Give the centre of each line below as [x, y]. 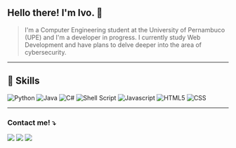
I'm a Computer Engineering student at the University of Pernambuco [125, 29]
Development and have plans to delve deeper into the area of [113, 45]
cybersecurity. [45, 52]
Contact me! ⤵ [32, 122]
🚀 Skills [24, 81]
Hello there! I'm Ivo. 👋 [55, 13]
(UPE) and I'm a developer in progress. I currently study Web [112, 37]
